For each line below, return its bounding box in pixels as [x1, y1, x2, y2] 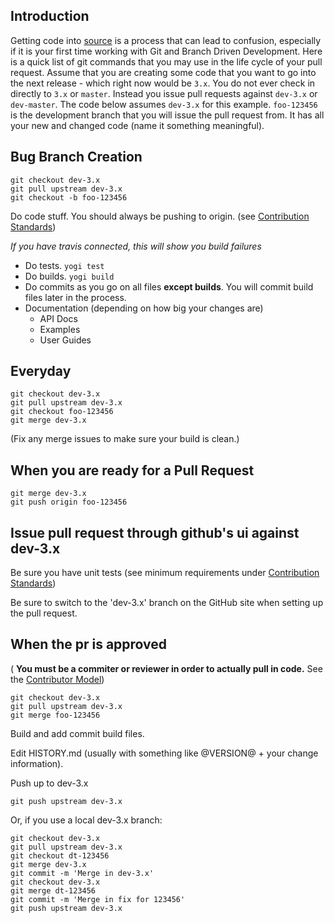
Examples [39, 323, 81, 335]
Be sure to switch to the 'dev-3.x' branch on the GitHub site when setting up [10, 597, 324, 609]
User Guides [39, 334, 92, 346]
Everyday [10, 363, 72, 380]
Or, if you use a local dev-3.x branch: [10, 814, 163, 826]
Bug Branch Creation [10, 149, 143, 166]
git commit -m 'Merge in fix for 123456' [10, 894, 186, 904]
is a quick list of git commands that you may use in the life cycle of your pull [10, 55, 323, 68]
